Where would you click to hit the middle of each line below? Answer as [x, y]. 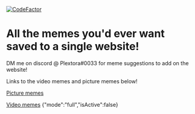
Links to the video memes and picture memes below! [72, 81]
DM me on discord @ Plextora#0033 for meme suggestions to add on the [97, 63]
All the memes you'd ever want [85, 34]
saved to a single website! [73, 47]
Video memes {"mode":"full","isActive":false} [62, 104]
